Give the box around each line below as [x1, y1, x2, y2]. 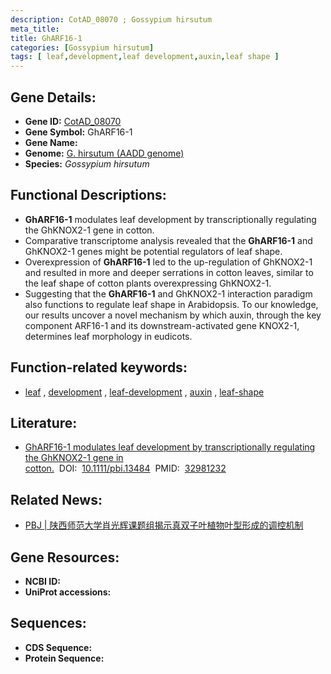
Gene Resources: [10, 549, 120, 566]
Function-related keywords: [10, 359, 188, 376]
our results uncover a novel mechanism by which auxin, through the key [24, 309, 322, 321]
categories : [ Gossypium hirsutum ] [10, 42, 155, 53]
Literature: [10, 414, 78, 431]
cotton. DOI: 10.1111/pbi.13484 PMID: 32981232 [24, 462, 227, 475]
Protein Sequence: [24, 652, 105, 664]
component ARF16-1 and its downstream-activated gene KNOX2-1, [24, 319, 300, 331]
